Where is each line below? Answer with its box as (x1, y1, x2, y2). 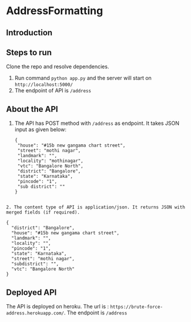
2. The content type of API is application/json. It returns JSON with (6, 204, 185, 210)
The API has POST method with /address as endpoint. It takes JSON (14, 119, 180, 127)
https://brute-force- (110, 304, 163, 310)
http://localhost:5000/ (14, 82, 73, 88)
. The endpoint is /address (63, 309, 128, 316)
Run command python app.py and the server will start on (14, 75, 152, 82)
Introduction (6, 28, 53, 38)
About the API (6, 104, 59, 114)
